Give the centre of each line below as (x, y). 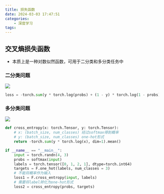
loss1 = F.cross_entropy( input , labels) (55, 178)
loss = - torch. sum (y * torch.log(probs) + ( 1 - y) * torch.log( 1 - (75, 95)
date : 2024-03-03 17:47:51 (32, 14)
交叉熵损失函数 (28, 49)
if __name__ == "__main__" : (34, 150)
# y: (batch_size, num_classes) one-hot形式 (59, 137)
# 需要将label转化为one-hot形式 (44, 182)
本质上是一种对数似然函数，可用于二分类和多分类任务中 (68, 61)
